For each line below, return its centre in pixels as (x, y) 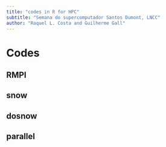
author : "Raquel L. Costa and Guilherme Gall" (66, 23)
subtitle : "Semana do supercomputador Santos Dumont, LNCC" (84, 17)
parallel (21, 136)
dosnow (22, 116)
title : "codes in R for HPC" (43, 12)
